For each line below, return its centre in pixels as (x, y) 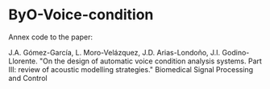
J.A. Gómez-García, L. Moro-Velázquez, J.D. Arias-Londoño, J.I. (114, 52)
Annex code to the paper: (51, 37)
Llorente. (23, 61)
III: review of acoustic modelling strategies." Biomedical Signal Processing (131, 69)
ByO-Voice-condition (81, 15)
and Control (28, 78)
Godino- (236, 52)
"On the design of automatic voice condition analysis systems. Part (150, 61)
